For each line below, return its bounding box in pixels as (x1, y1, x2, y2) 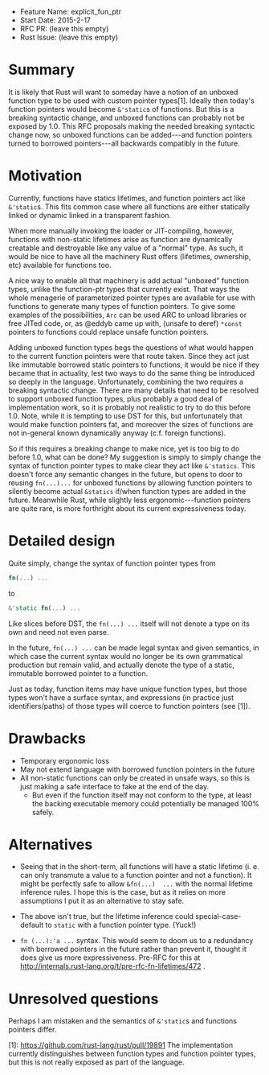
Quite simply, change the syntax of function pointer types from (8, 558, 216, 568)
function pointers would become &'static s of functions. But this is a (8, 104, 234, 113)
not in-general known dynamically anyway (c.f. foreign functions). (8, 428, 226, 438)
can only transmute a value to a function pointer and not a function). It (19, 871, 252, 880)
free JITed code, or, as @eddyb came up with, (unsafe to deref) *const (8, 318, 243, 328)
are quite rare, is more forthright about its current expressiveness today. (8, 503, 247, 513)
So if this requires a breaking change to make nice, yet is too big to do (8, 443, 240, 453)
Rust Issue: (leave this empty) (19, 32, 119, 42)
